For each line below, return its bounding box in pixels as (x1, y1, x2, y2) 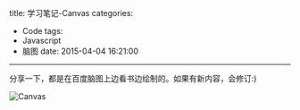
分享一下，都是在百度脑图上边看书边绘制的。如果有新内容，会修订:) (9, 73, 257, 83)
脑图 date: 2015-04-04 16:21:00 (21, 46, 139, 56)
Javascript (21, 35, 62, 46)
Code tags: (21, 26, 63, 36)
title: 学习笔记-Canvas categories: (9, 8, 134, 18)
